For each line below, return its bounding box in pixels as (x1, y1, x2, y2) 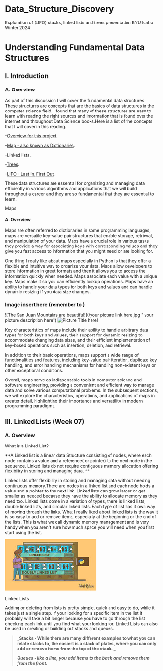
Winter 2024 (5, 24, 31, 30)
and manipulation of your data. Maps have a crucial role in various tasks (5, 238, 149, 244)
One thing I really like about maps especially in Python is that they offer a (5, 258, 151, 264)
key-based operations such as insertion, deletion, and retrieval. (5, 342, 132, 348)
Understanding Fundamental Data (5, 42, 145, 53)
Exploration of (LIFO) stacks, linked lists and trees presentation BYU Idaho (5, 20, 153, 25)
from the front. (17, 660, 48, 666)
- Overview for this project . (5, 133, 58, 139)
